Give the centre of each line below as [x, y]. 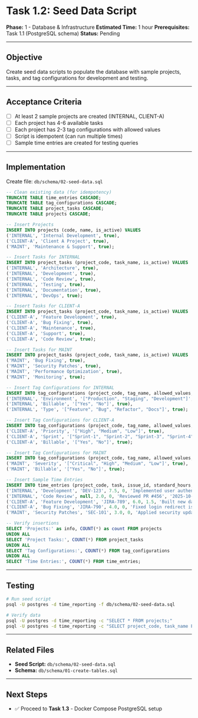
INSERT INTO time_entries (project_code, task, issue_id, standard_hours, [100, 485]
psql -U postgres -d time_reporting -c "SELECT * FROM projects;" [89, 621]
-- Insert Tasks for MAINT [39, 350]
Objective [24, 57]
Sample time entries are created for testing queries [76, 143]
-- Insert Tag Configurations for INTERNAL [60, 388]
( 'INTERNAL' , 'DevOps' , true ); [44, 296]
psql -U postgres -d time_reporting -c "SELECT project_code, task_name [97, 626]
